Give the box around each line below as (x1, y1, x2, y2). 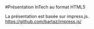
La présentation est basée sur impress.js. (5, 14, 89, 19)
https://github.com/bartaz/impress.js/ (5, 19, 82, 24)
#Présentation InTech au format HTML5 (5, 4, 86, 10)
